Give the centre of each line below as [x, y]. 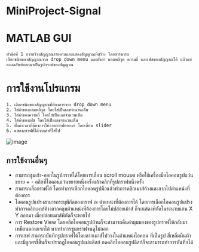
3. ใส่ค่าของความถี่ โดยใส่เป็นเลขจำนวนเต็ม [44, 115]
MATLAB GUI [39, 39]
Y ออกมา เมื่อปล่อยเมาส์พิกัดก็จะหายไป [53, 215]
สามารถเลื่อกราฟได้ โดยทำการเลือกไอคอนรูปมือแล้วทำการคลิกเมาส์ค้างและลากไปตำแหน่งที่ [102, 188]
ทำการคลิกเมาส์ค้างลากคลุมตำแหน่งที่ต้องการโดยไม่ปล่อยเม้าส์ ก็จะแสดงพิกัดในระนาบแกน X [104, 208]
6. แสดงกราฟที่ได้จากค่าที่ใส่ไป [33, 131]
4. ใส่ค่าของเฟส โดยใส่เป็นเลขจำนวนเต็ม [42, 121]
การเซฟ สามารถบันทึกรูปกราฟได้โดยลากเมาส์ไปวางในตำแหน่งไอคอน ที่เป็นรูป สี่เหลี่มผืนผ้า [103, 235]
